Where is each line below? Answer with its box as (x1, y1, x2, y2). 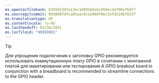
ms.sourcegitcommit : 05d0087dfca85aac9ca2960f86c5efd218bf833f (5, 12, 136, 17)
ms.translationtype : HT (5, 16, 53, 21)
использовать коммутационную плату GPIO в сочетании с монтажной (5, 58, 152, 63)
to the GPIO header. (5, 74, 45, 79)
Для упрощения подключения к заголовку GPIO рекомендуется (5, 53, 138, 59)
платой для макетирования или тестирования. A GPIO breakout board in (5, 63, 153, 69)
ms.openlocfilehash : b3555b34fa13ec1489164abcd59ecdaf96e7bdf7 (5, 7, 136, 12)
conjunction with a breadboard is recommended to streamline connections (5, 68, 155, 74)
